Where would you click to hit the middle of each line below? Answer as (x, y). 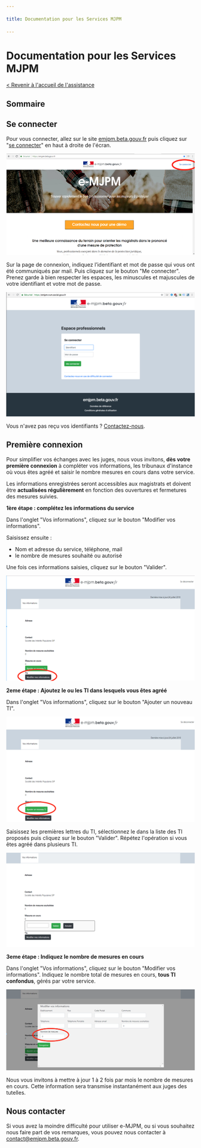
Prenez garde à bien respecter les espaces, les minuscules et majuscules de (100, 277)
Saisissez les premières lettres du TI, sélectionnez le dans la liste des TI (95, 831)
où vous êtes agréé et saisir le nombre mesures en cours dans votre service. (100, 472)
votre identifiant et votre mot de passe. (54, 284)
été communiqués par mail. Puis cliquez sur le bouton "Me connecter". (93, 271)
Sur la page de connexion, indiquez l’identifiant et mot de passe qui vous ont (100, 265)
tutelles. (16, 1092)
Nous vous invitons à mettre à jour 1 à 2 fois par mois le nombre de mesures (100, 1080)
